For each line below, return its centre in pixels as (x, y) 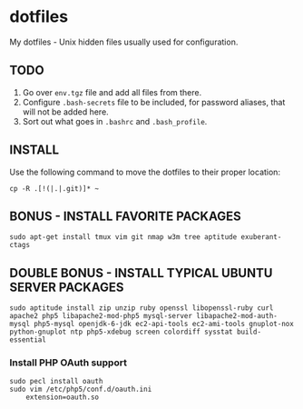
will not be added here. (65, 112)
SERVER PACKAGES (67, 287)
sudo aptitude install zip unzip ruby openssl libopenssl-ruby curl (142, 308)
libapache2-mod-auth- (237, 316)
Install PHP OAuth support (68, 363)
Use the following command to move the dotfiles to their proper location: (145, 172)
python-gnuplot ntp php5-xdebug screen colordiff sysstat (121, 332)
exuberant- (261, 237)
